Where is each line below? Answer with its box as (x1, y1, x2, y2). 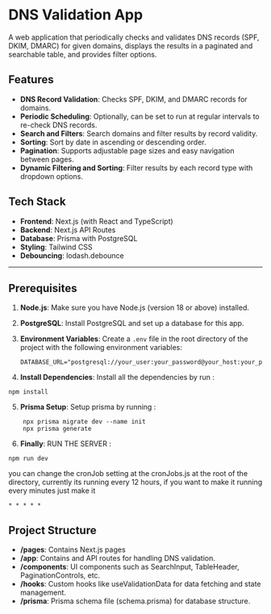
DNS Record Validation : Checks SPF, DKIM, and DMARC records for (19, 94, 248, 104)
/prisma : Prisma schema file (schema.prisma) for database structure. (19, 596, 251, 606)
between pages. (19, 154, 74, 164)
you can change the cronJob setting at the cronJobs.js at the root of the (8, 469, 248, 478)
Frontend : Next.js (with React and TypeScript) (19, 216, 173, 226)
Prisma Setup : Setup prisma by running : (19, 402, 156, 412)
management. (19, 587, 67, 598)
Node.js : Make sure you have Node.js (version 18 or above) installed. (19, 303, 250, 312)
